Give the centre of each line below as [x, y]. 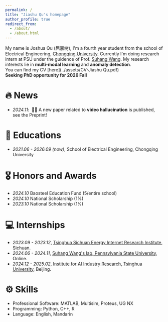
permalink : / [19, 10]
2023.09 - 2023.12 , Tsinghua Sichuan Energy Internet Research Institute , [88, 242]
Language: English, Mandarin [43, 314]
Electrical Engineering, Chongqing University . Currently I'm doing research [82, 54]
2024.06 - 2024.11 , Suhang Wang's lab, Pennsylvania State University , [85, 253]
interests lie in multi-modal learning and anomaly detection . [68, 64]
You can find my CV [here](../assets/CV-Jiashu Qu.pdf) [62, 70]
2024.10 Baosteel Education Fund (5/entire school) [64, 193]
